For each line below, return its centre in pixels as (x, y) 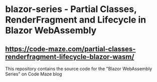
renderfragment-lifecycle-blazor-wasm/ (70, 57)
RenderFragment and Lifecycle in (76, 20)
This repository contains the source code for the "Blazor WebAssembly (79, 69)
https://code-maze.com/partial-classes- (70, 49)
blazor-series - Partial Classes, (71, 9)
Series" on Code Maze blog (34, 74)
